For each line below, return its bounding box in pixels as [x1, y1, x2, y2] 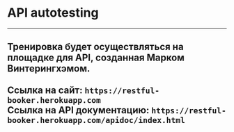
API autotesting [7, 5, 99, 21]
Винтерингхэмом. [7, 63, 91, 74]
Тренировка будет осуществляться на [7, 41, 184, 53]
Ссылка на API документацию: [7, 104, 150, 116]
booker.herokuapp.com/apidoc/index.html [7, 115, 186, 126]
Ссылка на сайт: [7, 85, 83, 97]
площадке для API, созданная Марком [7, 52, 185, 64]
